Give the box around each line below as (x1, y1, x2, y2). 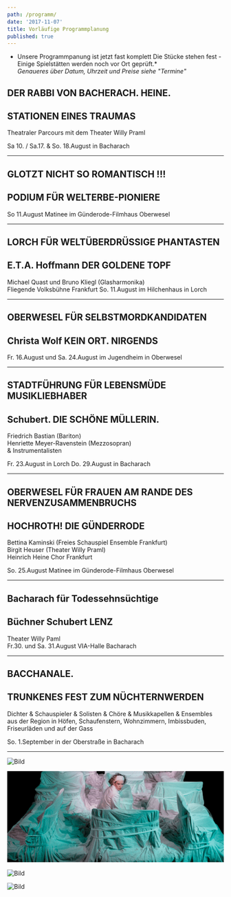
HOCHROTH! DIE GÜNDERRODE (7, 520, 145, 532)
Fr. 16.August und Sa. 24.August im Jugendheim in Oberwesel (7, 353, 182, 362)
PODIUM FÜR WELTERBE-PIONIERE (7, 192, 160, 203)
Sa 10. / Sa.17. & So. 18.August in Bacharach (7, 142, 130, 151)
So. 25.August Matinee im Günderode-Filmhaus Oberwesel (7, 566, 174, 575)
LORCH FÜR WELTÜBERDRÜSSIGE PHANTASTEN (7, 236, 220, 248)
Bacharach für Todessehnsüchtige (7, 593, 159, 604)
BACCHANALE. (7, 668, 74, 680)
